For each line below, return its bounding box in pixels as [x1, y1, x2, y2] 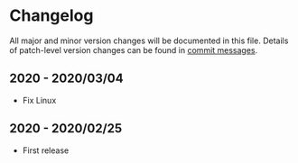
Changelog [9, 5, 94, 26]
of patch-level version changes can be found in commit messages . [9, 44, 258, 55]
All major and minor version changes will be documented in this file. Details [9, 35, 289, 46]
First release [22, 145, 70, 156]
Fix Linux [22, 95, 57, 105]
